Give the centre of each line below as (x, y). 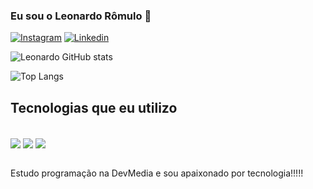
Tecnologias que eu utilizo (94, 107)
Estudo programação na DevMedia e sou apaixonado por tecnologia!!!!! (157, 173)
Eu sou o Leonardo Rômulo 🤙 (81, 16)
